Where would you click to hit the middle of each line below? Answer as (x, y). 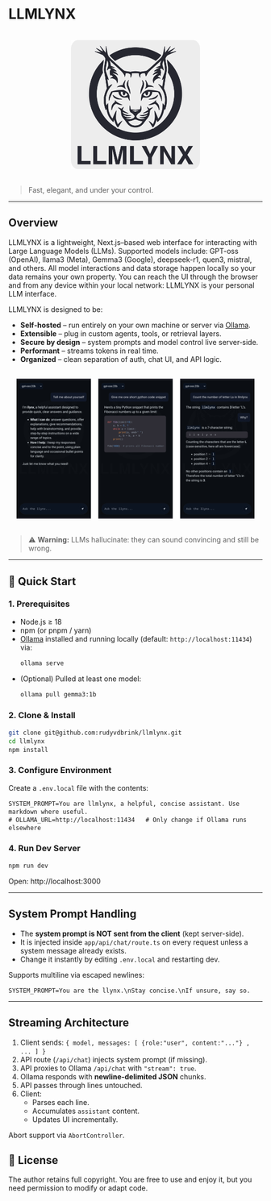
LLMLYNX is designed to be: (56, 309)
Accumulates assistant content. (85, 1111)
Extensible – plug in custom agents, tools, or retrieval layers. (121, 333)
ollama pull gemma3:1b (58, 694)
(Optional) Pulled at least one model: (81, 679)
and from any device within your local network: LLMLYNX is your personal (131, 285)
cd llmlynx (27, 741)
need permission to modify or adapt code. (78, 1188)
